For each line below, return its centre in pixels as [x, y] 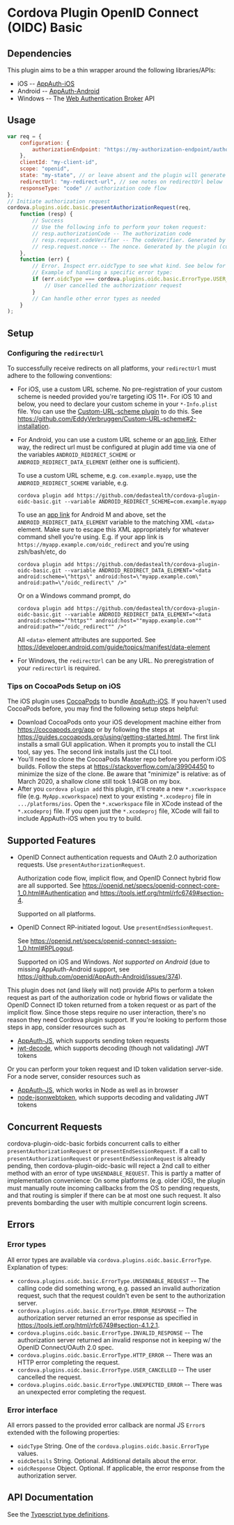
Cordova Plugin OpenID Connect [103, 13]
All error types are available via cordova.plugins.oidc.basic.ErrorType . [110, 1259]
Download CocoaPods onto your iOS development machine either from [119, 722]
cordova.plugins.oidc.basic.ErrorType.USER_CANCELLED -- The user [114, 1370]
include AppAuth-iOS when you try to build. [80, 819]
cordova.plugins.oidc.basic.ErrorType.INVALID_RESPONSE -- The [110, 1333]
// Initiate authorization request [59, 201]
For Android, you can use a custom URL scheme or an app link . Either [117, 440]
